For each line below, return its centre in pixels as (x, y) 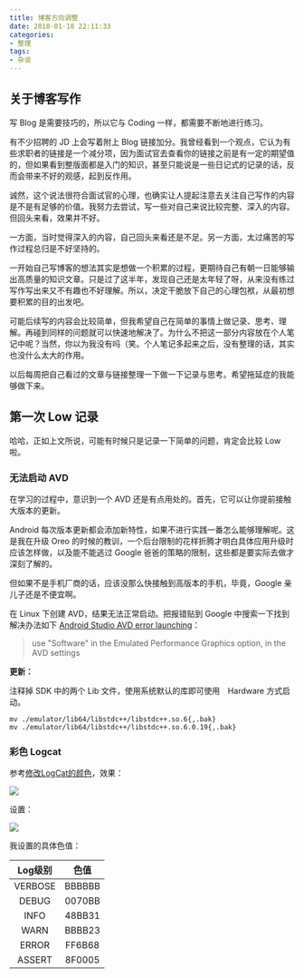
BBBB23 (83, 931)
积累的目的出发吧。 (52, 301)
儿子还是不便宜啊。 (45, 594)
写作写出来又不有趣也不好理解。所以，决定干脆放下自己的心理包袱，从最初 (148, 290)
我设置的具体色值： (45, 846)
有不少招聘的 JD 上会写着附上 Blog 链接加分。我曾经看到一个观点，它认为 (146, 142)
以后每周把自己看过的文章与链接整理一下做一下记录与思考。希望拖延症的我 (148, 374)
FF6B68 (82, 945)
